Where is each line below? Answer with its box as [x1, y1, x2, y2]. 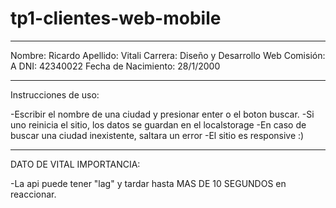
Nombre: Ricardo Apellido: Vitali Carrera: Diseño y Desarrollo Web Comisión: [10, 49, 326, 61]
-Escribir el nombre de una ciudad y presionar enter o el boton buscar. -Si [10, 108, 315, 120]
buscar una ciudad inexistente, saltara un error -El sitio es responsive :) [10, 129, 305, 141]
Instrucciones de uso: [10, 88, 100, 101]
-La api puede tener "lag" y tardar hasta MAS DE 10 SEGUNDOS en [10, 177, 287, 189]
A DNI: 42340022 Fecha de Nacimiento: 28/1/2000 [10, 60, 221, 72]
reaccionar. [10, 188, 57, 200]
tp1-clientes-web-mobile [10, 7, 222, 30]
